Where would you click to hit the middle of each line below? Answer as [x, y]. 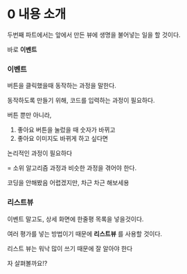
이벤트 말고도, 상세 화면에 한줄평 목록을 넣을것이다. [75, 219]
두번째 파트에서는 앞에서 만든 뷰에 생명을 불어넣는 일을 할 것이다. [94, 35]
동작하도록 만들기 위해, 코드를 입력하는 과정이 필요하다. [81, 101]
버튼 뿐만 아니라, [29, 115]
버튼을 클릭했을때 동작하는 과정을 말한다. [62, 86]
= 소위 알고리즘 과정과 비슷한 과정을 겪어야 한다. [72, 168]
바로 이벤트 [22, 49]
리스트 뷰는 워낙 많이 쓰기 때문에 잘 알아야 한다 [70, 248]
